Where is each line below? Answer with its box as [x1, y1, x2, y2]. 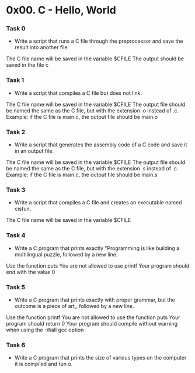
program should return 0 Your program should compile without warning [6, 320, 178, 327]
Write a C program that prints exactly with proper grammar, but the [14, 296, 175, 303]
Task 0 [6, 25, 26, 33]
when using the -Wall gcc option [6, 326, 84, 333]
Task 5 [6, 283, 25, 291]
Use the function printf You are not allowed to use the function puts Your [6, 314, 180, 321]
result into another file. [14, 44, 69, 51]
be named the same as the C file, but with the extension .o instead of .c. [6, 107, 179, 114]
